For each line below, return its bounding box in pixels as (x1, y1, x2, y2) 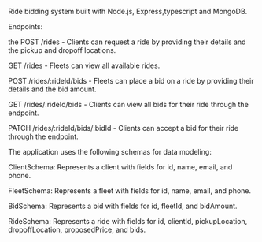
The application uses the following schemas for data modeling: (8, 147, 212, 156)
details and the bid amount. (8, 84, 97, 94)
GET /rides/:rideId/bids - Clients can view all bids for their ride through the (8, 100, 249, 109)
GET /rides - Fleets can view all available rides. (8, 61, 161, 70)
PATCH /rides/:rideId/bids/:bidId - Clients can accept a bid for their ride (8, 124, 239, 132)
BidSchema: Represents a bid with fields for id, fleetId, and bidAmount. (8, 201, 238, 210)
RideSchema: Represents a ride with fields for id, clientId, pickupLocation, (8, 217, 248, 225)
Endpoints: (8, 22, 43, 31)
